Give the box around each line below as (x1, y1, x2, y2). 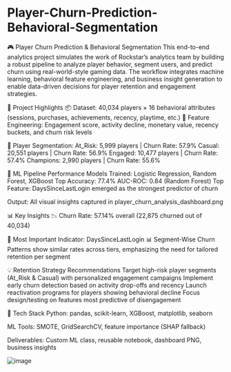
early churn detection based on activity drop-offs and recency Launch (7, 281, 207, 289)
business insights (7, 343, 57, 351)
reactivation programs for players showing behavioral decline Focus (7, 288, 200, 297)
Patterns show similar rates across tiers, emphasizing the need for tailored (7, 245, 219, 253)
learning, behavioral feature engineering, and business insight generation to (7, 75, 223, 83)
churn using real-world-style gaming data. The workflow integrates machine (7, 67, 224, 75)
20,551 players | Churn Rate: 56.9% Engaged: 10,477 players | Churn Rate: (7, 149, 219, 157)
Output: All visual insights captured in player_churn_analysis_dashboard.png (7, 197, 224, 205)
